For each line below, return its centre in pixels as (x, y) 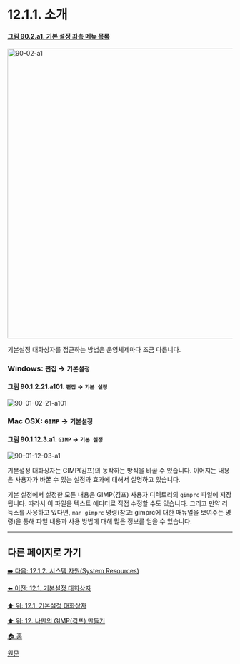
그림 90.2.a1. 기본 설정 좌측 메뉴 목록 (59, 36)
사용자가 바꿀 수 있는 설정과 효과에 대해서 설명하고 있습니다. (97, 479)
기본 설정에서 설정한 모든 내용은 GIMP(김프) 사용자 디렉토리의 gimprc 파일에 (113, 494)
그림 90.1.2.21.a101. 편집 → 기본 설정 (57, 386)
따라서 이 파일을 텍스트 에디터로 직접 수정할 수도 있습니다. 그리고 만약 (124, 503)
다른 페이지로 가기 (44, 553)
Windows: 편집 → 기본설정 (49, 368)
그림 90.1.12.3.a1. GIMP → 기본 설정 (55, 439)
